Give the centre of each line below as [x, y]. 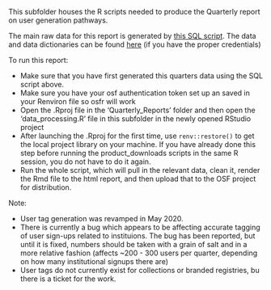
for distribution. [46, 187]
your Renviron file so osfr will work [78, 101]
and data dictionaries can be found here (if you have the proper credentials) [135, 44]
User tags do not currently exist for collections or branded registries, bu [140, 270]
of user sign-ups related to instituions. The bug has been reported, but [138, 236]
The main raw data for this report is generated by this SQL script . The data [132, 36]
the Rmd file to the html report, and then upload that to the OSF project [138, 179]
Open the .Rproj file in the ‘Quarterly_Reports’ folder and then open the [138, 110]
